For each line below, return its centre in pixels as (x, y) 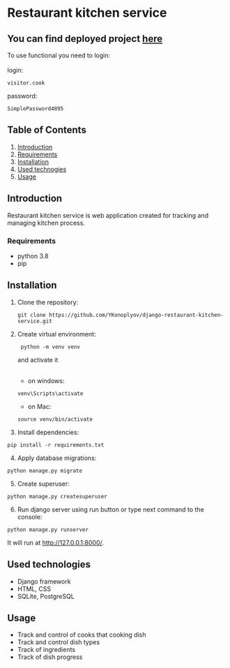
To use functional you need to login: (59, 55)
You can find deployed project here (85, 39)
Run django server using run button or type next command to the (110, 509)
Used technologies (49, 564)
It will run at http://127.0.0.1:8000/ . (56, 542)
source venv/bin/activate (55, 419)
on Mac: (39, 406)
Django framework (44, 581)
